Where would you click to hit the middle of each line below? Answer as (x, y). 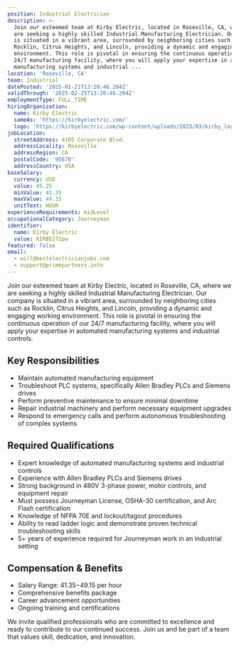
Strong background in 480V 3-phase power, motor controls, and (112, 485)
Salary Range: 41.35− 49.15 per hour (70, 585)
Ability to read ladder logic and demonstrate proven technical (107, 523)
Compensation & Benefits (65, 568)
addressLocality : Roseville (55, 147)
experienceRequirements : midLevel (59, 213)
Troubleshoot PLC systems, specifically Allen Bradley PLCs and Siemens (124, 386)
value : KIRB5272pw (41, 239)
